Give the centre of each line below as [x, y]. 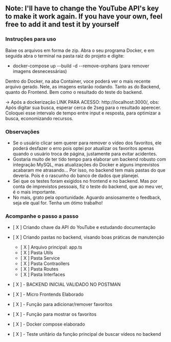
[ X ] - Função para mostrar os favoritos [55, 314]
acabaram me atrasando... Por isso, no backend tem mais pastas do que [89, 170]
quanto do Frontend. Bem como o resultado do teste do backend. [74, 92]
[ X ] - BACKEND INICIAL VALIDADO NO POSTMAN [67, 284]
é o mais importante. [34, 192]
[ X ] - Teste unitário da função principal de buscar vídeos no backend [87, 334]
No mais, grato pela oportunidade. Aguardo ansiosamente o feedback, [87, 197]
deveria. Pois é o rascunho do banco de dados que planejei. [76, 175]
